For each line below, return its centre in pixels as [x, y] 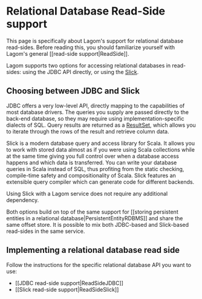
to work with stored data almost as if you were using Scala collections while [101, 149]
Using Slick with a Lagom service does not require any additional [87, 193]
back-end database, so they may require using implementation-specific [95, 118]
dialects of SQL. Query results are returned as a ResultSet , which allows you [101, 125]
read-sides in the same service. [46, 231]
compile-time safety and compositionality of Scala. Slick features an [91, 175]
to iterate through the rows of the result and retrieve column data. [88, 131]
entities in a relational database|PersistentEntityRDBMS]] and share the [95, 218]
